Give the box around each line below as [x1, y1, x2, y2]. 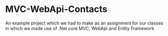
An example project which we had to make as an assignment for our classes [5, 20, 163, 26]
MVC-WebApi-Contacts [5, 3, 107, 15]
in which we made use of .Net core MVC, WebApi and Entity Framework [5, 25, 154, 31]
